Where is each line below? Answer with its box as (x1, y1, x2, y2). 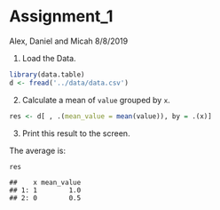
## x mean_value (9, 178, 82, 188)
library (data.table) (9, 69, 86, 79)
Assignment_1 (9, 6, 114, 27)
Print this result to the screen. (21, 127, 130, 139)
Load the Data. (21, 52, 77, 63)
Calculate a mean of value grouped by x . (21, 94, 170, 105)
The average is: (9, 145, 67, 156)
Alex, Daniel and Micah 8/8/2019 (9, 36, 129, 46)
